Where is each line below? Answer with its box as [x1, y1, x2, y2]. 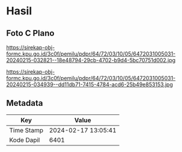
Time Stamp [9, 126, 44, 134]
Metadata [6, 98, 43, 108]
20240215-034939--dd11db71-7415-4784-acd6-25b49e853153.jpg [6, 81, 173, 88]
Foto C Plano [6, 28, 55, 38]
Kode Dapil [9, 136, 40, 144]
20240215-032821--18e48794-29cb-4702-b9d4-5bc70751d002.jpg [6, 57, 176, 63]
